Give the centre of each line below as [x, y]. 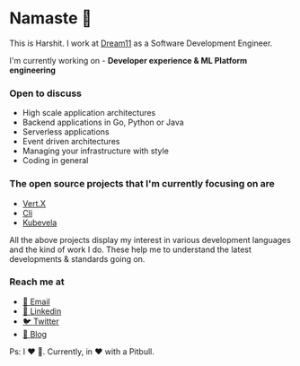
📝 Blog [35, 334]
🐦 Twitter [41, 321]
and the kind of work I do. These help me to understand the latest [130, 249]
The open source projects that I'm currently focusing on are [142, 184]
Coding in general [55, 161]
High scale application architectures [89, 113]
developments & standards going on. [77, 258]
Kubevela [40, 222]
